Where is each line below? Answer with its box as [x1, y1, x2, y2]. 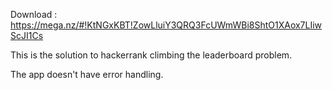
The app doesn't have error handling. [10, 69, 164, 80]
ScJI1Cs [10, 30, 44, 41]
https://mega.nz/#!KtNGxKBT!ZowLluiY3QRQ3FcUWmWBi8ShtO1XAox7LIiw [10, 19, 323, 31]
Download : [10, 9, 58, 20]
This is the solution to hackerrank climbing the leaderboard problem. [10, 49, 293, 61]
